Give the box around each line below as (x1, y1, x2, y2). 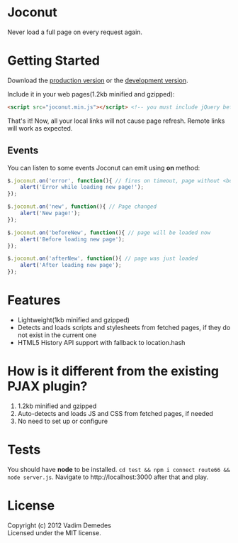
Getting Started (7, 53, 101, 69)
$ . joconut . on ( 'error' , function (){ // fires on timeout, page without (7, 177, 220, 185)
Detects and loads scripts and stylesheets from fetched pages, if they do (17, 324, 231, 331)
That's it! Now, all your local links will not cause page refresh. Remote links (7, 116, 225, 125)
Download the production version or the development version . (7, 76, 188, 84)
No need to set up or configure (17, 417, 108, 425)
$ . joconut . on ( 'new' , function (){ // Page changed (7, 203, 157, 210)
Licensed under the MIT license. (7, 528, 101, 537)
